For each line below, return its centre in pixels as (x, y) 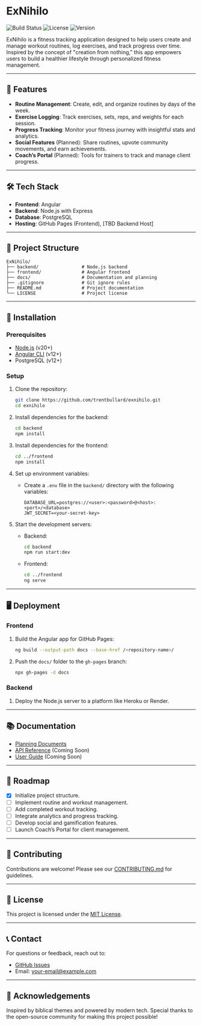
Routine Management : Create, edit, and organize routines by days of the (105, 104)
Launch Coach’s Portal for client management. (72, 829)
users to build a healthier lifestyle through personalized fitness (84, 58)
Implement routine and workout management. (71, 802)
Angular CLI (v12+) (38, 354)
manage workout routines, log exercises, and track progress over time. (94, 46)
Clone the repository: (41, 389)
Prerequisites (26, 334)
